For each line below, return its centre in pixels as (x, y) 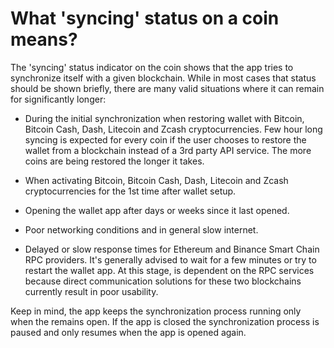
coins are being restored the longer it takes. (114, 161)
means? (44, 39)
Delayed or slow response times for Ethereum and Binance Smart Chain (172, 249)
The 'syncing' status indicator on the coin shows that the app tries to (152, 67)
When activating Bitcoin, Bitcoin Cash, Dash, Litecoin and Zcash (156, 180)
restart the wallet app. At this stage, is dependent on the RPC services (169, 270)
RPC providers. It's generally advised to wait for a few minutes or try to (170, 259)
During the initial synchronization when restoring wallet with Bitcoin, (164, 118)
